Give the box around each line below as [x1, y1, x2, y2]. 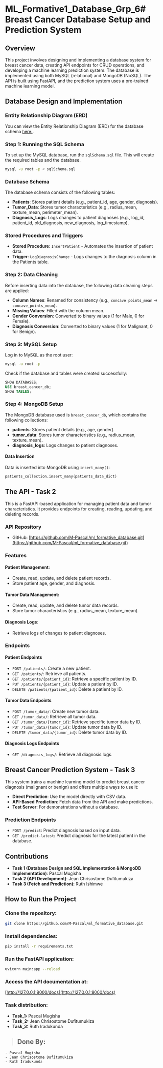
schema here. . [5, 128, 34, 134]
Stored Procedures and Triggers [5, 232, 83, 239]
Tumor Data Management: [5, 592, 60, 597]
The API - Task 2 [5, 488, 56, 496]
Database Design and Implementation [5, 97, 122, 106]
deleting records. [5, 511, 40, 517]
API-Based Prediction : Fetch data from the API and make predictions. [12, 799, 153, 804]
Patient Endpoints [5, 654, 43, 660]
